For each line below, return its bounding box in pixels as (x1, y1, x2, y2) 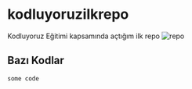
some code (7, 74, 40, 83)
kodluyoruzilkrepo (7, 5, 129, 23)
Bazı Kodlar (7, 54, 64, 67)
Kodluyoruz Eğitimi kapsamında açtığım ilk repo (7, 31, 160, 41)
